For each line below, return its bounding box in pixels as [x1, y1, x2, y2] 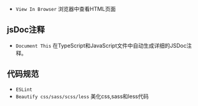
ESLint [15, 87, 33, 93]
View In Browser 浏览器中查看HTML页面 [15, 5, 116, 12]
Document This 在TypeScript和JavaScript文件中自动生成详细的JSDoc [15, 42, 187, 49]
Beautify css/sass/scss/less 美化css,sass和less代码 [15, 93, 149, 100]
